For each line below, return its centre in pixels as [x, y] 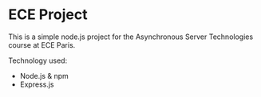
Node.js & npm [44, 76]
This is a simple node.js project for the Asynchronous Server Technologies [131, 37]
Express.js [37, 84]
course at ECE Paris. [42, 45]
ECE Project [48, 15]
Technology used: [38, 60]
